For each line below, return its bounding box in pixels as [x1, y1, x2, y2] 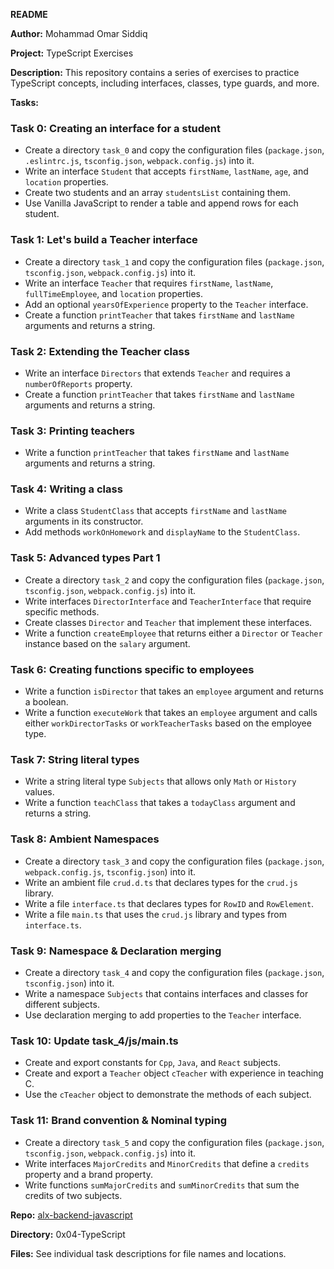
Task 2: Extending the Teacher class [10, 344, 190, 358]
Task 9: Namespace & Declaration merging [10, 944, 222, 958]
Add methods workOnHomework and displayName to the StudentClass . [24, 526, 301, 538]
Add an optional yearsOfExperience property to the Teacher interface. [24, 298, 309, 310]
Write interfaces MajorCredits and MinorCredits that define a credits [24, 1157, 310, 1169]
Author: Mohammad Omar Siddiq [10, 28, 148, 39]
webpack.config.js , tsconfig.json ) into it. [24, 865, 197, 878]
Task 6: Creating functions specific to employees [10, 662, 255, 676]
